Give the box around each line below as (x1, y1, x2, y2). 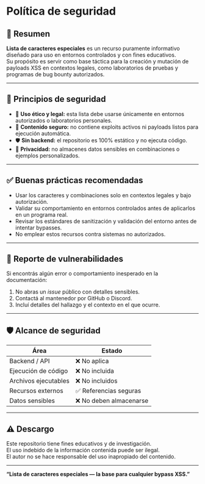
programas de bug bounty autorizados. (6, 71, 105, 78)
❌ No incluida (75, 367, 115, 375)
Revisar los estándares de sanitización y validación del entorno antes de (15, 217, 197, 225)
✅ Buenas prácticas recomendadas (6, 175, 143, 186)
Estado (101, 347, 123, 355)
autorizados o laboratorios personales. (15, 117, 113, 124)
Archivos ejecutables (9, 377, 70, 385)
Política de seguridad (6, 4, 116, 18)
